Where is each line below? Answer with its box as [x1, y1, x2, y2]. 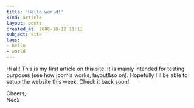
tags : [6, 37, 20, 43]
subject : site [6, 32, 43, 38]
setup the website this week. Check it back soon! [6, 78, 130, 85]
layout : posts [6, 20, 43, 26]
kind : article [6, 15, 43, 21]
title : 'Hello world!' [6, 8, 64, 15]
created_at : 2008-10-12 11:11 [6, 25, 83, 32]
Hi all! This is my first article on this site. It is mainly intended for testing [6, 65, 185, 72]
